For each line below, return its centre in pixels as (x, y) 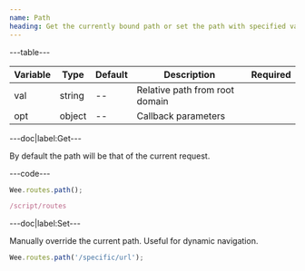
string (72, 95)
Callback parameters (181, 116)
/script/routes (38, 206)
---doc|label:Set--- (45, 224)
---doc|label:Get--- (45, 138)
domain (152, 101)
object (73, 116)
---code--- (30, 173)
